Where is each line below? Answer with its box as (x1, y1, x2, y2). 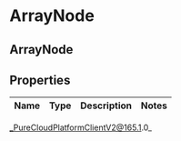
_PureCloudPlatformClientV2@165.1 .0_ (9, 122, 153, 133)
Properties (9, 72, 71, 87)
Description (80, 99, 132, 112)
